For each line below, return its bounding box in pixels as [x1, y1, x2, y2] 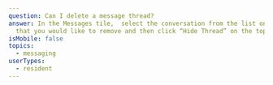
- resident [15, 65, 53, 73]
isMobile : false [8, 34, 63, 43]
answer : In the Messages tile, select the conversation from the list [8, 19, 256, 28]
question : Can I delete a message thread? [8, 11, 154, 20]
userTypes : [8, 57, 45, 66]
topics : [8, 42, 35, 50]
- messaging [15, 49, 57, 57]
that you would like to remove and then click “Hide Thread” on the [15, 27, 253, 35]
